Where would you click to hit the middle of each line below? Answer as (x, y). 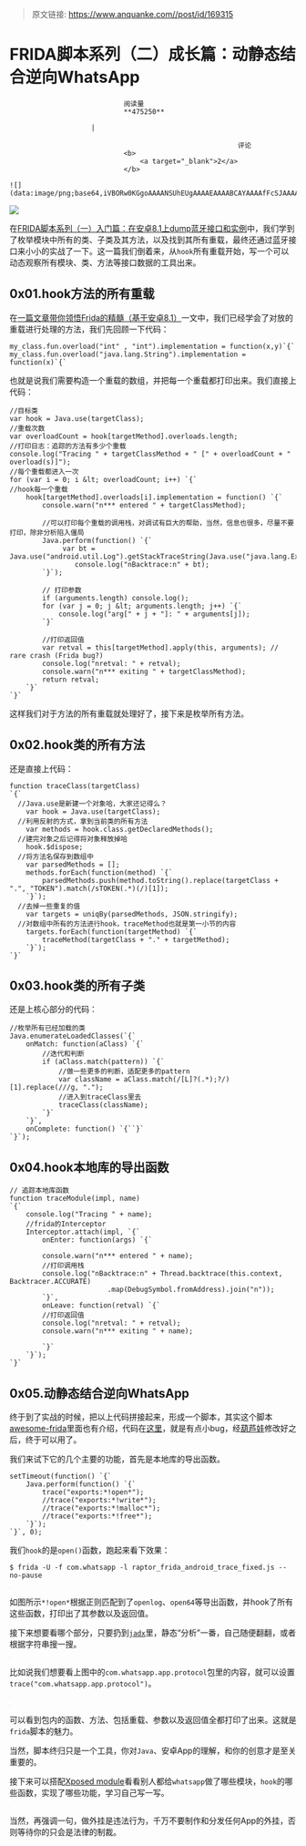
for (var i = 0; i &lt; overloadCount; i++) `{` (103, 479)
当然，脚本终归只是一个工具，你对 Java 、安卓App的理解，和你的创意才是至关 (153, 1750)
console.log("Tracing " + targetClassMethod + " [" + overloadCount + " (150, 454)
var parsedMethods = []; (73, 865)
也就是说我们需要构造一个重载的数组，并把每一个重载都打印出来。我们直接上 (153, 380)
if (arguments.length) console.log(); (116, 598)
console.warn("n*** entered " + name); (118, 1256)
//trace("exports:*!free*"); (97, 1516)
